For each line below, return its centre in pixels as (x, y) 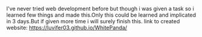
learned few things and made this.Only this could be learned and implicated (101, 15)
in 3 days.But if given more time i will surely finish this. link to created (93, 21)
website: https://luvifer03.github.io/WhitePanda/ (67, 27)
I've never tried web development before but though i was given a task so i (100, 9)
